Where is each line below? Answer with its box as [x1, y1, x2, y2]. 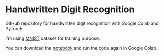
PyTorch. [5, 25, 24, 31]
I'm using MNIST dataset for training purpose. [5, 35, 100, 41]
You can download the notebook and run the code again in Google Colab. [5, 45, 158, 51]
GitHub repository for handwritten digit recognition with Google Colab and [5, 20, 159, 26]
